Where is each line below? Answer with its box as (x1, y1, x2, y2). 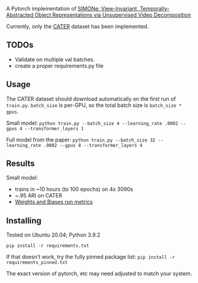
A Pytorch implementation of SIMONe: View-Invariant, (6, 5, 139, 12)
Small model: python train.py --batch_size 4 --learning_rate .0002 (6, 119, 178, 127)
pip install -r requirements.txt (6, 243, 89, 249)
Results (6, 159, 35, 169)
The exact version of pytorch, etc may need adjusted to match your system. (6, 270, 193, 277)
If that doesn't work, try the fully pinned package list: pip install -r (6, 253, 175, 260)
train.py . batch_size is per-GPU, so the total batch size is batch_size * (6, 101, 182, 109)
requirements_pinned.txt (6, 260, 68, 266)
